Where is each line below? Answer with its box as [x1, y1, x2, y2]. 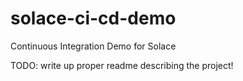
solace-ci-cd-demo [10, 7, 177, 30]
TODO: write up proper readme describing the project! [10, 59, 234, 71]
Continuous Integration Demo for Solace [10, 40, 177, 52]
